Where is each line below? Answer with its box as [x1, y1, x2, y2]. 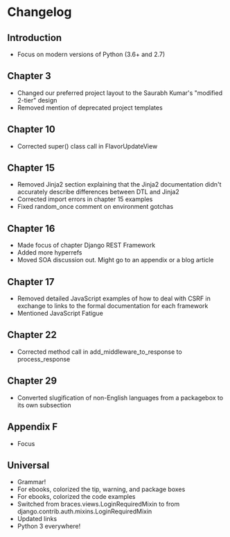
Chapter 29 [7, 375, 57, 387]
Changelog [7, 4, 72, 20]
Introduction [7, 32, 62, 44]
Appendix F [7, 421, 58, 433]
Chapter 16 [7, 223, 55, 235]
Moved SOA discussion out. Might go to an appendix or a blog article [17, 256, 214, 264]
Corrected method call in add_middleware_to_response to [17, 348, 182, 356]
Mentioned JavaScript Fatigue [17, 309, 104, 318]
